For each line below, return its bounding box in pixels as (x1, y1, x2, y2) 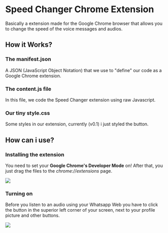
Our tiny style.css (5, 109, 50, 116)
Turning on (5, 190, 33, 197)
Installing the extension (5, 151, 64, 158)
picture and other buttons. (5, 212, 60, 219)
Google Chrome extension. (5, 73, 61, 79)
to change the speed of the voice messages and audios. (5, 25, 123, 31)
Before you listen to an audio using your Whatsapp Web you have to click (5, 202, 158, 208)
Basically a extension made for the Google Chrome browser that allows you (5, 20, 163, 26)
